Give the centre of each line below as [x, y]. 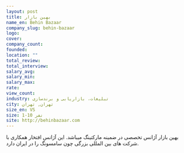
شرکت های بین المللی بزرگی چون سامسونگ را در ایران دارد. [73, 144]
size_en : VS [21, 110]
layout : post [22, 11]
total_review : [24, 60]
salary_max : [21, 83]
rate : [13, 88]
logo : [13, 33]
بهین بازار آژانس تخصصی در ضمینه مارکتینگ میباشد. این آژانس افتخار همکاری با [92, 137]
